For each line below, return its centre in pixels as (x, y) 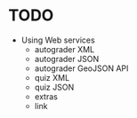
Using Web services (58, 40)
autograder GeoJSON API (81, 68)
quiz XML (52, 77)
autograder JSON (67, 59)
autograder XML (64, 49)
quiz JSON (54, 87)
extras (46, 96)
